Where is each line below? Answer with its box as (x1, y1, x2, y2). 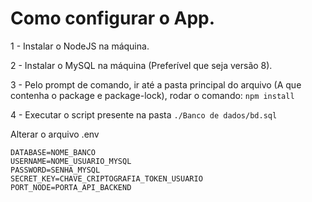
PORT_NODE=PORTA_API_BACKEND (10, 182, 132, 192)
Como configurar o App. (10, 7, 216, 30)
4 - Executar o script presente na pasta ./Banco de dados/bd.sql (10, 108, 278, 121)
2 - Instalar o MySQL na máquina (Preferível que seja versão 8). (10, 59, 273, 71)
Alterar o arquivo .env (10, 128, 100, 140)
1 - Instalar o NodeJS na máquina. (10, 40, 150, 52)
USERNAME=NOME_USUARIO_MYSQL (10, 156, 132, 166)
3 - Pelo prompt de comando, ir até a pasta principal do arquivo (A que (10, 78, 302, 91)
